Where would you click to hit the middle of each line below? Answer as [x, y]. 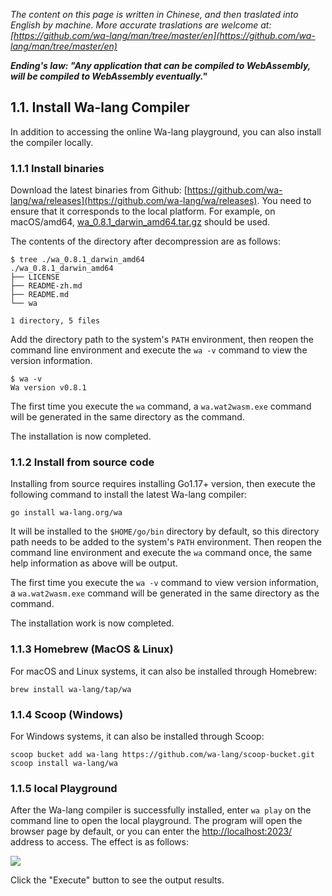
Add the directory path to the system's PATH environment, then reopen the [162, 340]
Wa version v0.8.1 [48, 388]
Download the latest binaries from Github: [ [99, 190]
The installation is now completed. [81, 436]
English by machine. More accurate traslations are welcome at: [141, 25]
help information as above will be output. [94, 563]
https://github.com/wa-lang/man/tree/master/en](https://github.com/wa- [164, 35]
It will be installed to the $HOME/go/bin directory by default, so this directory [165, 531]
